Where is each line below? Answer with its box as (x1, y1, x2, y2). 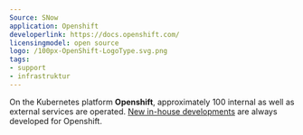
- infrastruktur (9, 72, 71, 81)
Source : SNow (9, 13, 59, 22)
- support (9, 64, 47, 73)
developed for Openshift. (9, 115, 102, 126)
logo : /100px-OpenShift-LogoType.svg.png (9, 47, 168, 56)
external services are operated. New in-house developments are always (9, 105, 278, 117)
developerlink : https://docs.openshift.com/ (9, 30, 180, 39)
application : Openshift (9, 22, 99, 31)
